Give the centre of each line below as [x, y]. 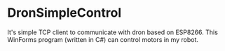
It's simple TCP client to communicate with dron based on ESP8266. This [113, 32]
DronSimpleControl [64, 13]
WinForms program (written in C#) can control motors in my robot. [103, 39]
